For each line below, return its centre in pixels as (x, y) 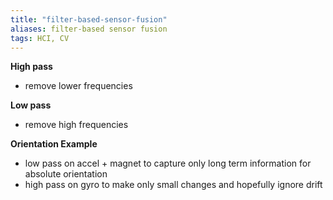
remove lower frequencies (78, 86)
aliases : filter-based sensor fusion (89, 29)
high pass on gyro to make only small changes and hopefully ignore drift (173, 185)
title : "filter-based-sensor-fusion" (89, 19)
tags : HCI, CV (40, 38)
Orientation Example (54, 144)
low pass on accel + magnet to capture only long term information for (168, 163)
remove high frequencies (76, 125)
